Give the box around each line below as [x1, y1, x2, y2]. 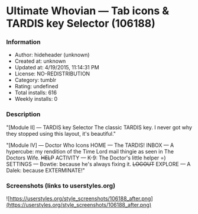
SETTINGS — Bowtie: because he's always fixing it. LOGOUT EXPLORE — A [6, 160, 191, 167]
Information [6, 38, 41, 46]
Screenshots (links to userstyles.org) [6, 181, 116, 190]
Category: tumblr [14, 76, 57, 84]
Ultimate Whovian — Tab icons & [6, 4, 170, 18]
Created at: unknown [14, 58, 66, 65]
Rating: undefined [14, 83, 59, 90]
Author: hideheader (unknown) [14, 52, 90, 59]
